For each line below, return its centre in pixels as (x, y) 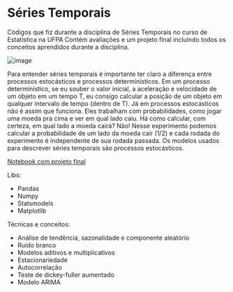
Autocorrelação (40, 267)
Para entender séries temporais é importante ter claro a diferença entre (110, 74)
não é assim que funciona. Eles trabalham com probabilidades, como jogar (114, 111)
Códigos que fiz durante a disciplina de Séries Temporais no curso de (107, 32)
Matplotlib (32, 210)
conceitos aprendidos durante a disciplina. (68, 47)
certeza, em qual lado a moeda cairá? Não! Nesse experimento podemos (112, 125)
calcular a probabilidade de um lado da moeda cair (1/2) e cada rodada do (113, 133)
